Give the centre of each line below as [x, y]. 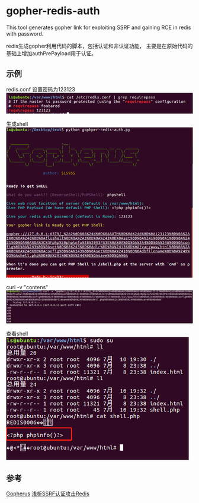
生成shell [17, 124]
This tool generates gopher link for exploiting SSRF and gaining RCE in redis [99, 27]
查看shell [17, 334]
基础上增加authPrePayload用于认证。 [52, 53]
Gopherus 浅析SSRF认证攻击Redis [48, 493]
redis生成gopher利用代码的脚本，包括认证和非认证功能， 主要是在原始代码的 [99, 46]
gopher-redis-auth [53, 11]
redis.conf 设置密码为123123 [41, 89]
